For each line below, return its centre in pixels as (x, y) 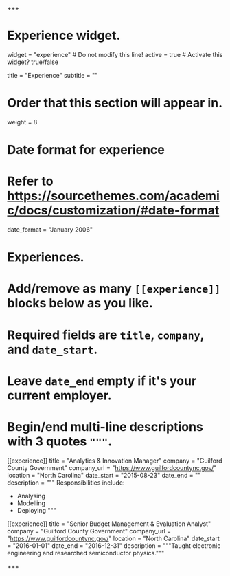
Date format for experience (86, 150)
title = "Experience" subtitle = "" (53, 75)
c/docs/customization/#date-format (113, 211)
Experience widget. (64, 36)
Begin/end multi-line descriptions (105, 427)
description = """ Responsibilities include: (66, 483)
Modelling (31, 503)
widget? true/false (33, 62)
